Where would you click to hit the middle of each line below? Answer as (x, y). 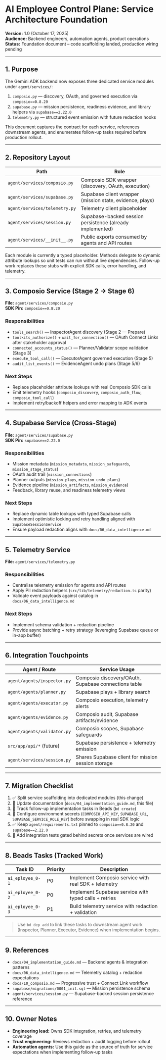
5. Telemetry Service (38, 550)
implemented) (97, 229)
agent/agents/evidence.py (38, 717)
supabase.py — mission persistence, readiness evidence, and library (82, 106)
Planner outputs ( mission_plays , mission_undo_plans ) (66, 480)
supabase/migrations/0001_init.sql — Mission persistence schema (81, 988)
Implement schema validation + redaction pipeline (63, 624)
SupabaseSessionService (37, 525)
